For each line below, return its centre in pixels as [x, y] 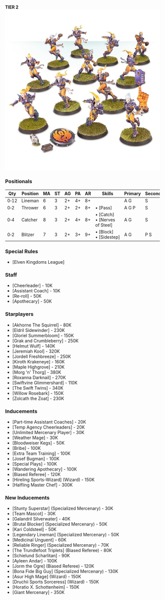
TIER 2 [12, 7]
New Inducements [27, 497]
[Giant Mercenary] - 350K [38, 593]
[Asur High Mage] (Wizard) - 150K [47, 577]
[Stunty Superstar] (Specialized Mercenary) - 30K [63, 509]
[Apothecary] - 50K [32, 301]
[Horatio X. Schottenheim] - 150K [46, 587]
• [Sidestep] [108, 237]
